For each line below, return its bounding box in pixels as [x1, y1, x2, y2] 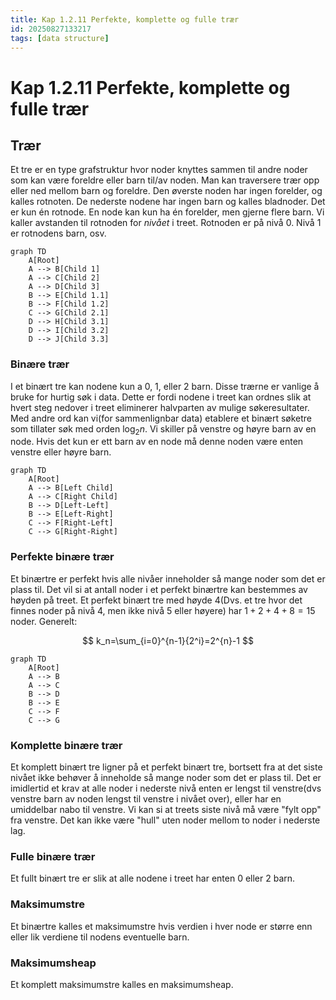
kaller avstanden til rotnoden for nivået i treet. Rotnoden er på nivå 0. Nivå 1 [10, 217, 322, 229]
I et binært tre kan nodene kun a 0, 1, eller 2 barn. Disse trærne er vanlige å [10, 380, 320, 392]
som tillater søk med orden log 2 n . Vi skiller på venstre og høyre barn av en [10, 422, 317, 437]
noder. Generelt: [10, 615, 78, 627]
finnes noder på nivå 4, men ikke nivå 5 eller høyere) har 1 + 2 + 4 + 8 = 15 [10, 604, 316, 616]
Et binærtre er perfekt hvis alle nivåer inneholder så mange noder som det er [10, 572, 326, 585]
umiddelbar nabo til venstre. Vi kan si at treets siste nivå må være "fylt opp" [10, 804, 322, 816]
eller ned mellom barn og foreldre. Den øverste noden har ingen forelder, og [10, 185, 323, 197]
